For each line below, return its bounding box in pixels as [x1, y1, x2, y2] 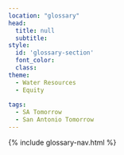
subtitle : [15, 34, 48, 42]
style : [8, 42, 30, 50]
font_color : [15, 57, 56, 65]
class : [15, 64, 37, 72]
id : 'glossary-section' [15, 49, 94, 57]
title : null [15, 26, 56, 34]
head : [8, 19, 26, 27]
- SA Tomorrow [15, 109, 62, 117]
